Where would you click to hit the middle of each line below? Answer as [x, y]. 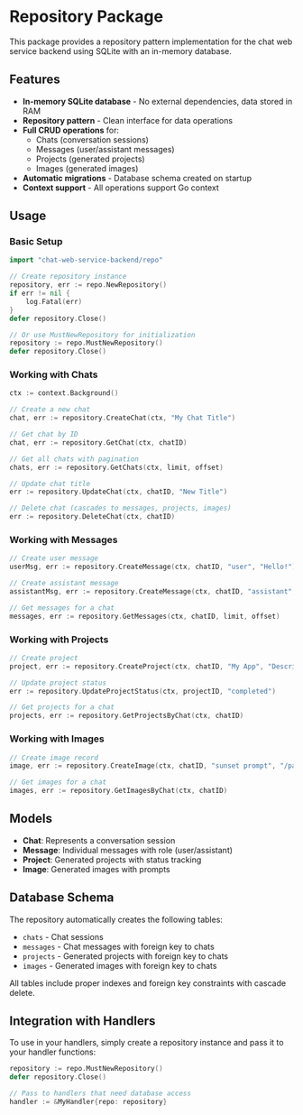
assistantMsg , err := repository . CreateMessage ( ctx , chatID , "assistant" [151, 592]
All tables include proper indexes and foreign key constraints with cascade [148, 983]
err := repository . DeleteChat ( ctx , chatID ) [92, 517]
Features [35, 80]
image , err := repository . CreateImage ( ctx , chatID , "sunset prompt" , [143, 766]
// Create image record [54, 758]
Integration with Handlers [83, 1021]
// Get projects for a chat [62, 707]
